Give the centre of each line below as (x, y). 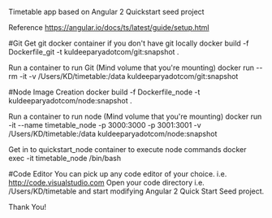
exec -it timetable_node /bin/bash (65, 158)
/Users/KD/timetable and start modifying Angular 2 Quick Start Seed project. (136, 191)
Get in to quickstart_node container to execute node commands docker (127, 149)
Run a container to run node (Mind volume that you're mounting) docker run (135, 116)
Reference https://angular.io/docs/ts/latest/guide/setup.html (109, 27)
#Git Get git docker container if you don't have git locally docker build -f (129, 43)
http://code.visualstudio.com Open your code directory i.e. (106, 183)
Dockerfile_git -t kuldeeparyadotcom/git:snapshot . (94, 52)
